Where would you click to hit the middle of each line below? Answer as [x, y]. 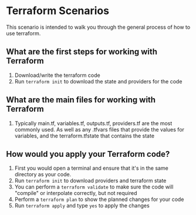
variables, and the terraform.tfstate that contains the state [84, 136]
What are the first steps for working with [82, 52]
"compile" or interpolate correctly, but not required [76, 193]
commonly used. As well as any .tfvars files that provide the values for [99, 129]
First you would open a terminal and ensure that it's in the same [91, 168]
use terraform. [23, 33]
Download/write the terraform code [58, 75]
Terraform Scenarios [58, 11]
